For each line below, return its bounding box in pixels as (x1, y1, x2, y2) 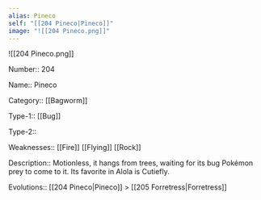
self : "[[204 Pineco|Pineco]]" (8, 19, 114, 27)
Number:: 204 (8, 65, 55, 74)
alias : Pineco (8, 11, 57, 20)
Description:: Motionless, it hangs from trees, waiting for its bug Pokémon (8, 158, 254, 168)
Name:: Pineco (8, 80, 57, 90)
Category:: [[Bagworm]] (8, 96, 88, 106)
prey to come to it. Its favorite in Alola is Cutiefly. (8, 167, 170, 177)
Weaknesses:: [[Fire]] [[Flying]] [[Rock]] (8, 143, 141, 152)
